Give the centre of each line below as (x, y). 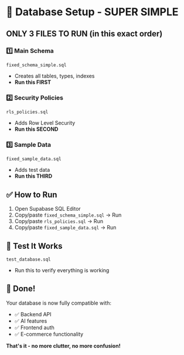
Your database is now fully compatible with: (59, 303)
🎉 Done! (21, 289)
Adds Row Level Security (45, 123)
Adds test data (32, 170)
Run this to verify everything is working (62, 271)
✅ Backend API (33, 314)
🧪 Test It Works (34, 246)
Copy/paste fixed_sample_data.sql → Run (65, 228)
